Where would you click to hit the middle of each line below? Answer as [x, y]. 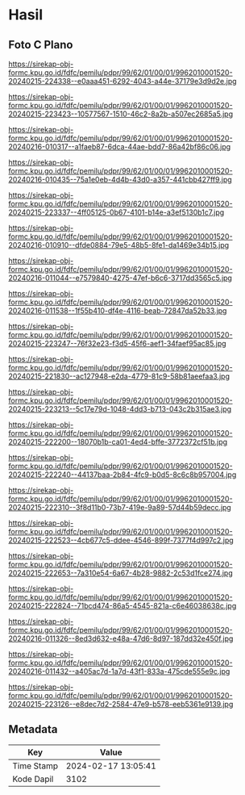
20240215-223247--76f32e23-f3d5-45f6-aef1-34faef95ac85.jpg [118, 343]
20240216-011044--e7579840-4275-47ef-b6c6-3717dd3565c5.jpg [120, 278]
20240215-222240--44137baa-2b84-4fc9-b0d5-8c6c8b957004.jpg [122, 475]
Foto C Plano [41, 45]
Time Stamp [35, 766]
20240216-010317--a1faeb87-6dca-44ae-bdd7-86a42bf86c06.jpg [120, 146]
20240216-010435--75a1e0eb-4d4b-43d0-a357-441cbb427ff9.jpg [120, 180]
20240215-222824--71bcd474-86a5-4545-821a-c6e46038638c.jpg [122, 606]
